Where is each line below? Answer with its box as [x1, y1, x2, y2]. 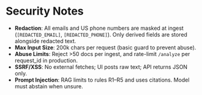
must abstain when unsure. [14, 82, 83, 90]
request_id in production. [14, 57, 78, 64]
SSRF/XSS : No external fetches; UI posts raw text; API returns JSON [14, 63, 188, 71]
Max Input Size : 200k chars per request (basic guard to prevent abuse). [14, 44, 196, 51]
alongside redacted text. [14, 37, 77, 44]
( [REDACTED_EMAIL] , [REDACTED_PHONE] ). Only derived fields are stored [14, 30, 188, 38]
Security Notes [6, 4, 84, 18]
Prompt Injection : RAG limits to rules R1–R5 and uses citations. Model [14, 76, 190, 83]
